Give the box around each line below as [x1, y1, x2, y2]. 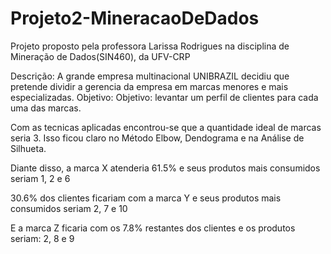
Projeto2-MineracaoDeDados [10, 7, 260, 30]
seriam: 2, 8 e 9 [10, 232, 75, 244]
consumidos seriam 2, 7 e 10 [10, 202, 128, 214]
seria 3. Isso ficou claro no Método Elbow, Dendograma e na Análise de [10, 132, 305, 144]
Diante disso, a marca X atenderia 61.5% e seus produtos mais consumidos [10, 162, 321, 174]
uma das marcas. [10, 102, 82, 114]
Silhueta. [10, 142, 47, 154]
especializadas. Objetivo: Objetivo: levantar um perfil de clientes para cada [10, 91, 319, 103]
